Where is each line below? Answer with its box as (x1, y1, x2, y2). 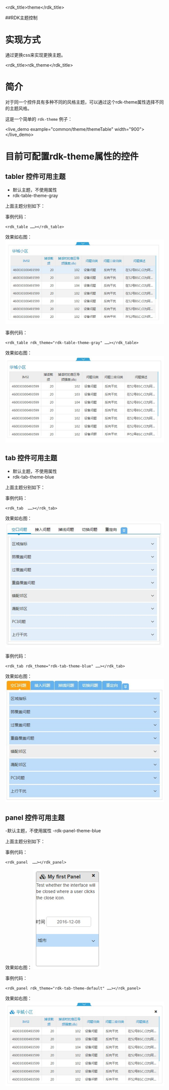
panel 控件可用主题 (5, 813, 65, 822)
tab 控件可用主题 (5, 454, 58, 462)
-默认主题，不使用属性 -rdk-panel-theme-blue (5, 827, 101, 833)
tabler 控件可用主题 (5, 172, 66, 181)
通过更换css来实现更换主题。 (5, 52, 66, 58)
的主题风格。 (5, 105, 32, 111)
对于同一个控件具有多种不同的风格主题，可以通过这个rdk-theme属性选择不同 (5, 99, 164, 105)
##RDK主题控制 (5, 15, 38, 21)
